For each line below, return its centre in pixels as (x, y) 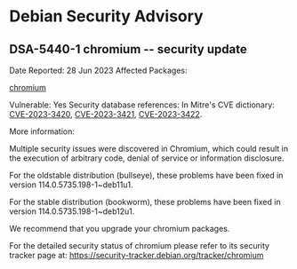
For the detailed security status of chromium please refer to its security (139, 245)
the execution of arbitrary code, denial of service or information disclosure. (147, 158)
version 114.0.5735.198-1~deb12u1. (72, 211)
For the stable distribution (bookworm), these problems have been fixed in (145, 202)
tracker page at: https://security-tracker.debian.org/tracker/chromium (136, 255)
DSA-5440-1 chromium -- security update (128, 49)
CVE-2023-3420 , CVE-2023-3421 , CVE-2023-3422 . (106, 114)
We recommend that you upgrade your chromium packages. (120, 229)
